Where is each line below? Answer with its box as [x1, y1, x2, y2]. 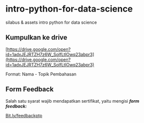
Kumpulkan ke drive [5, 33, 68, 42]
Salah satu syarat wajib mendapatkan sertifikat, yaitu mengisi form [5, 98, 140, 104]
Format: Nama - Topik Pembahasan [5, 71, 77, 77]
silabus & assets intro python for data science [5, 19, 97, 25]
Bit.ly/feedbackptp [5, 112, 43, 118]
